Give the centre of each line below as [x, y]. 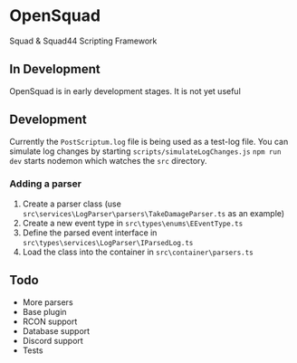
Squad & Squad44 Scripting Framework [83, 41]
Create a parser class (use [72, 204]
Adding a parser [45, 184]
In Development [55, 69]
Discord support [53, 340]
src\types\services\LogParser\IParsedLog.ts [108, 243]
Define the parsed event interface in [90, 233]
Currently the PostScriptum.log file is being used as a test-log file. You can [149, 141]
